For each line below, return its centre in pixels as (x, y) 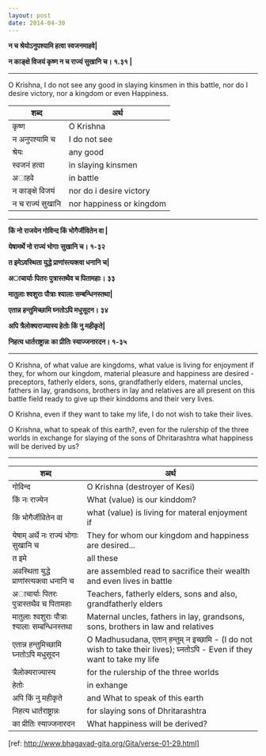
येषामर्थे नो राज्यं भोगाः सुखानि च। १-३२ (57, 246)
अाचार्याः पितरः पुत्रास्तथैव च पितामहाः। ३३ (62, 278)
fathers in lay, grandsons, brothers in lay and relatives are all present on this (132, 390)
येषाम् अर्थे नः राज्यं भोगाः (46, 535)
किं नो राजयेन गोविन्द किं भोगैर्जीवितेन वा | (58, 230)
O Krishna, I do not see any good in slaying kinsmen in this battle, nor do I (128, 85)
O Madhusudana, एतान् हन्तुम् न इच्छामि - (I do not (170, 639)
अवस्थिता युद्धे (31, 570)
